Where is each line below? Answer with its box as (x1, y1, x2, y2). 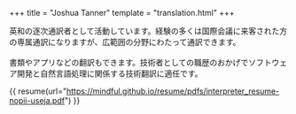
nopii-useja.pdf (9, 95, 65, 105)
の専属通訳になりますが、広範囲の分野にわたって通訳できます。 (9, 37, 241, 47)
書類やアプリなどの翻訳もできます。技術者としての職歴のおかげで (9, 57, 249, 67)
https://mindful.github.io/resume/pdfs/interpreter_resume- (66, 86, 280, 96)
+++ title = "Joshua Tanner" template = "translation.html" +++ (9, 8, 235, 18)
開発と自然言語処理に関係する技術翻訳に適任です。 (16, 68, 203, 79)
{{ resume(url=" (9, 86, 67, 96)
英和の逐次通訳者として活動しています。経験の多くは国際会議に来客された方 (9, 26, 288, 36)
